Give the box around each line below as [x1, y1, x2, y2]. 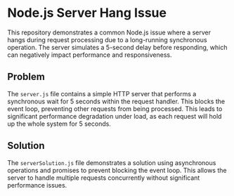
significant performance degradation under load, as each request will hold [7, 112, 222, 120]
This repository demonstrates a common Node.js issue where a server [7, 28, 212, 37]
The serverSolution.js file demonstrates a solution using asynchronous [7, 158, 216, 166]
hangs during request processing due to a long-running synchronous [7, 35, 207, 44]
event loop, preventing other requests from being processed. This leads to [7, 104, 223, 113]
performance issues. [7, 181, 67, 189]
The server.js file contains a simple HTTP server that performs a [7, 89, 197, 98]
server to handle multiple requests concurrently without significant [7, 174, 200, 182]
